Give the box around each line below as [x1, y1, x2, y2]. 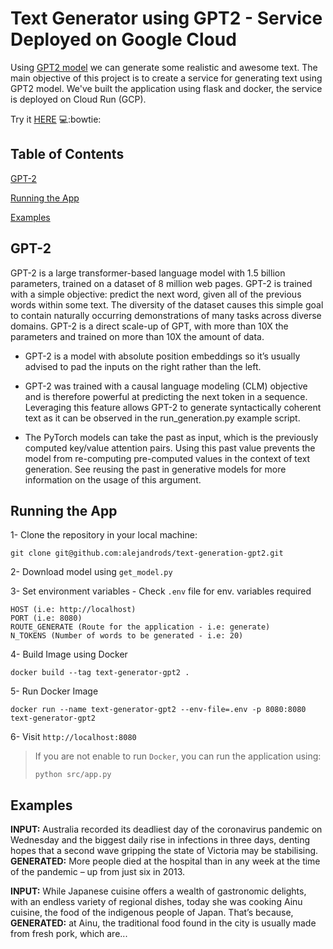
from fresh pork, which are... [10, 928, 128, 940]
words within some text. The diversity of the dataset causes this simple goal [10, 298, 324, 311]
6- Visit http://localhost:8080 [10, 731, 137, 743]
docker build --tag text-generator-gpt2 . [10, 668, 190, 678]
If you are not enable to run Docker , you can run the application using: [34, 750, 322, 762]
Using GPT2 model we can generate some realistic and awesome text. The [10, 61, 318, 73]
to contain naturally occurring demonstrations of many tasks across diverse [10, 309, 322, 321]
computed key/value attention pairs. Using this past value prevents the [24, 442, 316, 454]
